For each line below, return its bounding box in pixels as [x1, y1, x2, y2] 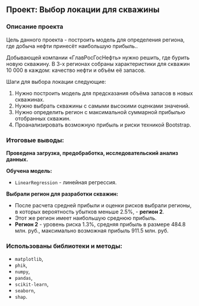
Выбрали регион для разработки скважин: [6, 190, 119, 197]
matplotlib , [14, 255, 43, 263]
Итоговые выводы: [6, 136, 64, 144]
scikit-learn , [14, 280, 49, 288]
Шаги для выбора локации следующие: [6, 78, 106, 85]
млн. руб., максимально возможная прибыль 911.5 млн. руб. [14, 227, 169, 234]
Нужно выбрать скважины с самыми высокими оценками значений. [14, 102, 190, 109]
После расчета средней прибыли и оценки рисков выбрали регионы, [14, 201, 192, 209]
